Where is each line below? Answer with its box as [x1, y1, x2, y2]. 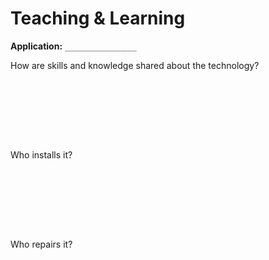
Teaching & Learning [10, 7, 186, 30]
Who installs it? [10, 148, 73, 161]
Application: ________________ [10, 40, 137, 52]
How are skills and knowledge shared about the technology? [10, 59, 260, 71]
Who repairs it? [10, 238, 73, 250]
